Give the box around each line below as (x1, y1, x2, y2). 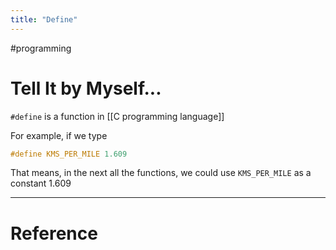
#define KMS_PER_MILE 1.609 (10, 149, 128, 159)
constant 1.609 (10, 177, 72, 190)
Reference (10, 222, 98, 245)
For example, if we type (10, 129, 108, 141)
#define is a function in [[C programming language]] (10, 110, 225, 122)
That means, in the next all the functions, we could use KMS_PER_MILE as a (10, 167, 312, 179)
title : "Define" (10, 14, 78, 25)
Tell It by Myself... (10, 77, 162, 100)
